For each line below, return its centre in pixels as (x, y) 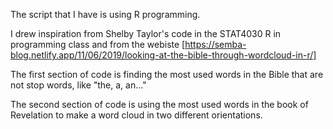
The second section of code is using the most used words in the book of (159, 104)
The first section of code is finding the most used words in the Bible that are (167, 74)
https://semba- (215, 44)
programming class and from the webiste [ (98, 44)
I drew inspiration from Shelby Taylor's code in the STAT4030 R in (146, 33)
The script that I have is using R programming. (105, 14)
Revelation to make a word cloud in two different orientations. (136, 115)
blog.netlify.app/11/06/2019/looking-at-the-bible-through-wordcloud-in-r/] (163, 55)
